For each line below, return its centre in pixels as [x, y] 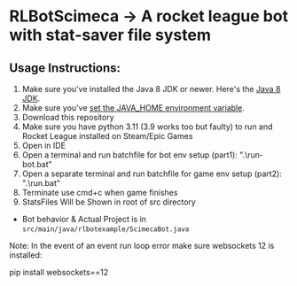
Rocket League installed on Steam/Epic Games [107, 136]
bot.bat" [37, 164]
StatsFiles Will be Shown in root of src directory [109, 202]
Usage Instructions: [65, 68]
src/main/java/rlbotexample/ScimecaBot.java [106, 229]
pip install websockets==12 [59, 272]
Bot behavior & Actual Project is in [84, 219]
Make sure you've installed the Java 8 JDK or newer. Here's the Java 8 [151, 89]
